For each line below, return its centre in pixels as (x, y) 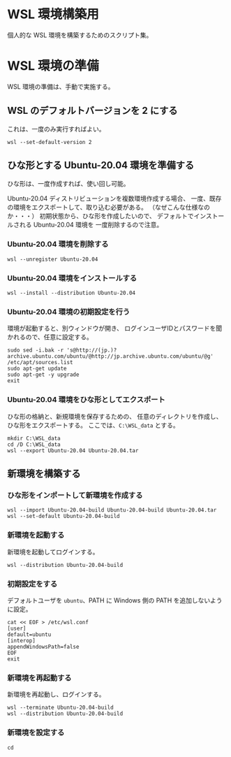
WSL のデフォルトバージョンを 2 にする (92, 111)
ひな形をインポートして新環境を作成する (75, 495)
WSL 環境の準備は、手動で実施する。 (61, 86)
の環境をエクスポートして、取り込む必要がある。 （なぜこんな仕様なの (109, 207)
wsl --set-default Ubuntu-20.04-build (64, 517)
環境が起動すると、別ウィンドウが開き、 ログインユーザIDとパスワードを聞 (114, 329)
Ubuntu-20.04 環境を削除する (58, 244)
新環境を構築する (44, 474)
